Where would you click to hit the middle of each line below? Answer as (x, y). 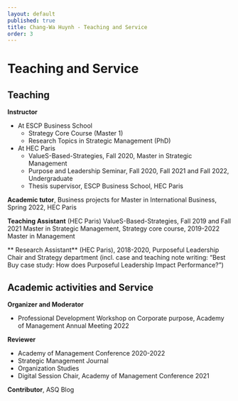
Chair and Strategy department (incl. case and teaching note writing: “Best (117, 258)
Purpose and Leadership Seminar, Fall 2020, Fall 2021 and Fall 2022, (129, 171)
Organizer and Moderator (45, 304)
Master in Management (41, 236)
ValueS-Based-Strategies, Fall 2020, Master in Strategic (110, 156)
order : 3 (20, 34)
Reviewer (22, 340)
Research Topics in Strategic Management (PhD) (99, 141)
